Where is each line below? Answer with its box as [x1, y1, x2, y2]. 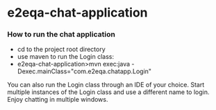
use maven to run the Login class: [17, 53, 115, 61]
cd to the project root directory [17, 45, 106, 53]
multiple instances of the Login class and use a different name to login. [7, 88, 210, 96]
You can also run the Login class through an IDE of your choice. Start [7, 81, 205, 89]
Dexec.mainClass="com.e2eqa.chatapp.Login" [17, 67, 151, 75]
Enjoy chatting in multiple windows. [7, 95, 108, 104]
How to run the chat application [7, 30, 116, 39]
